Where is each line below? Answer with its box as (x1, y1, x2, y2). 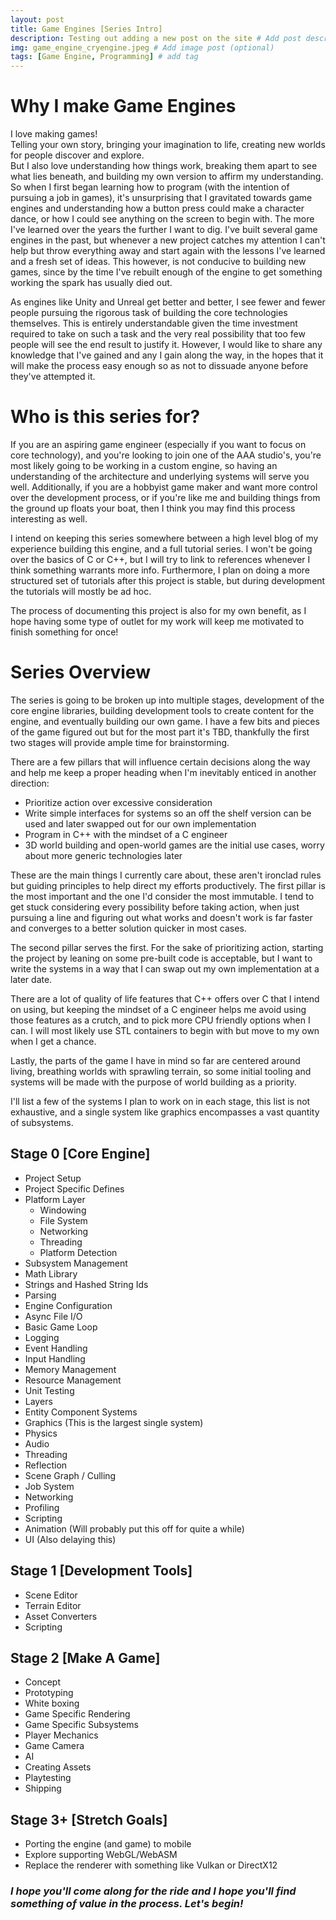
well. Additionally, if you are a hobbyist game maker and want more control (10, 481, 318, 493)
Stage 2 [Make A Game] (10, 1649, 161, 1666)
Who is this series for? (10, 406, 201, 428)
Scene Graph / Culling (24, 1469, 117, 1481)
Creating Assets (24, 1761, 92, 1773)
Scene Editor (24, 1589, 78, 1601)
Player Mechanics (24, 1729, 99, 1741)
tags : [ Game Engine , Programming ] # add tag (10, 52, 199, 62)
